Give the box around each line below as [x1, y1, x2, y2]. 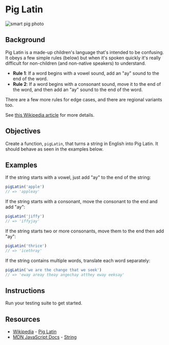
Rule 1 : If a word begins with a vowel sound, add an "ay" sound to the [12, 70, 160, 76]
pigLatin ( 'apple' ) [5, 184, 45, 190]
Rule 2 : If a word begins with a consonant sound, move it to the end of [12, 81, 161, 87]
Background [5, 35, 45, 44]
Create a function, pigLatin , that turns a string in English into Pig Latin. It [5, 140, 158, 147]
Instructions [5, 286, 45, 295]
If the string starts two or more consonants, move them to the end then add [5, 228, 164, 234]
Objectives [5, 127, 41, 136]
